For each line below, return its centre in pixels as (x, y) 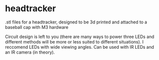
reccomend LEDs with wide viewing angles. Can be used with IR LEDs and (80, 47)
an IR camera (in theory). (30, 52)
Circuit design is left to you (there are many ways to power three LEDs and (80, 37)
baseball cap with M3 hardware (37, 27)
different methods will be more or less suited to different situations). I (74, 41)
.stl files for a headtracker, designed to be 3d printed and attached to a (76, 22)
